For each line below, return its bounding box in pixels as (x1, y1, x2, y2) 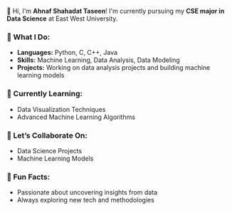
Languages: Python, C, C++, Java (16, 48, 118, 57)
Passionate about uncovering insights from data (16, 188, 158, 197)
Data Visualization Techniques (16, 105, 106, 113)
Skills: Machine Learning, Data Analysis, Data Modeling (16, 56, 181, 64)
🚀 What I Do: (6, 32, 51, 42)
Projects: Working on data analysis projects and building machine (16, 63, 211, 72)
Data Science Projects (16, 146, 83, 155)
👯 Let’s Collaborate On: (6, 130, 88, 140)
